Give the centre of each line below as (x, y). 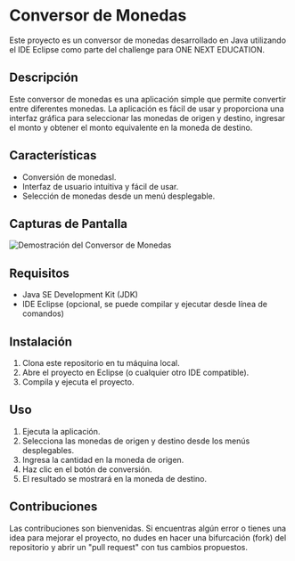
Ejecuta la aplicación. (61, 431)
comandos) (43, 313)
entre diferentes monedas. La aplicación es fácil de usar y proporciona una (147, 109)
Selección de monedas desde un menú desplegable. (119, 196)
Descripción (44, 78)
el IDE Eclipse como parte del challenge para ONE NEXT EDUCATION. (137, 49)
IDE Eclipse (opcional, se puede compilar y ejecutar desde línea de (144, 305)
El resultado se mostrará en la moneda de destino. (115, 478)
